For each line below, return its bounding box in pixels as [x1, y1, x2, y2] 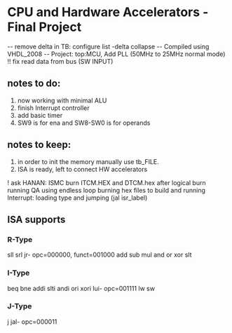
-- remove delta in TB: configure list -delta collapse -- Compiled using [7, 42, 210, 50]
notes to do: [7, 78, 61, 90]
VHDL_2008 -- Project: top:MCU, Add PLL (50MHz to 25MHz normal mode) [7, 50, 226, 58]
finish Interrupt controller [17, 103, 90, 112]
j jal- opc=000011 [7, 317, 57, 326]
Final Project [7, 19, 82, 35]
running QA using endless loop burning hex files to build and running [7, 186, 205, 194]
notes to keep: [7, 139, 71, 151]
